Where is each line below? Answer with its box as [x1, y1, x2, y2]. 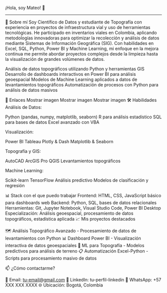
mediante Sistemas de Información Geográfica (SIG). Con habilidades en [5, 40, 154, 46]
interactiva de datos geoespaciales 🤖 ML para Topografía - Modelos [5, 243, 145, 248]
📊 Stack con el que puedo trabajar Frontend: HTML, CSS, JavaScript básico [5, 193, 162, 198]
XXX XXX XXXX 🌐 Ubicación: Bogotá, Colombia [5, 282, 103, 288]
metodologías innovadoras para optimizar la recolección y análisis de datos [5, 35, 160, 41]
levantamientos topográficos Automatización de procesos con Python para [5, 82, 159, 87]
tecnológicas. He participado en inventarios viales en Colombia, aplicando [5, 30, 157, 35]
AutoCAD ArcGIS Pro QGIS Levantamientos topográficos [5, 158, 121, 164]
